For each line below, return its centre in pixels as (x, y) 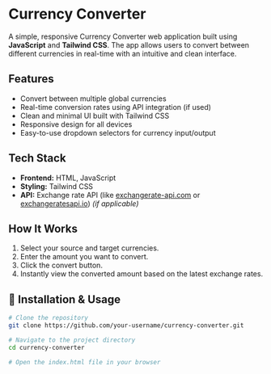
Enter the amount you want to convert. (84, 257)
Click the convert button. (61, 265)
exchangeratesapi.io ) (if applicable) (79, 204)
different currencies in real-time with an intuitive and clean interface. (123, 53)
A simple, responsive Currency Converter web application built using (123, 36)
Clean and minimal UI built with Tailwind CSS (95, 116)
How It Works (43, 228)
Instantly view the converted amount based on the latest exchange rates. (142, 274)
